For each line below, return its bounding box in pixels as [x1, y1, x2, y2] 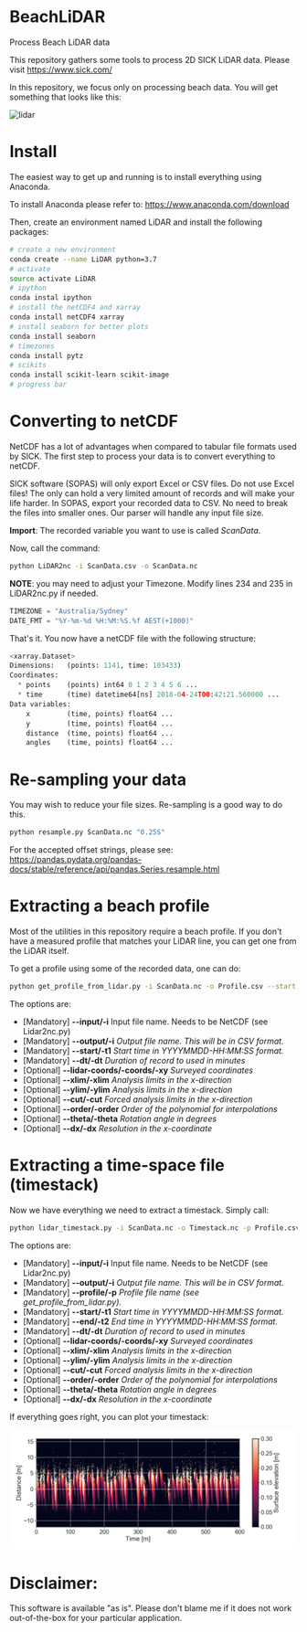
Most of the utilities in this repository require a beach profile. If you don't [9, 926, 282, 938]
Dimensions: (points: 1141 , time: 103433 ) [9, 661, 182, 671]
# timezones [9, 341, 55, 351]
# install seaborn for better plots [9, 322, 149, 331]
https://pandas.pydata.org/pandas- [9, 854, 143, 865]
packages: [9, 226, 49, 237]
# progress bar [9, 380, 68, 389]
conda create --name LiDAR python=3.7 [9, 254, 157, 264]
